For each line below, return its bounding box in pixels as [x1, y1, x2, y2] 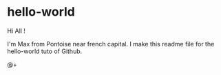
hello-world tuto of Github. [7, 47, 83, 55]
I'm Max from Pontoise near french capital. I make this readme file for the [7, 40, 215, 48]
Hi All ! [7, 27, 26, 35]
